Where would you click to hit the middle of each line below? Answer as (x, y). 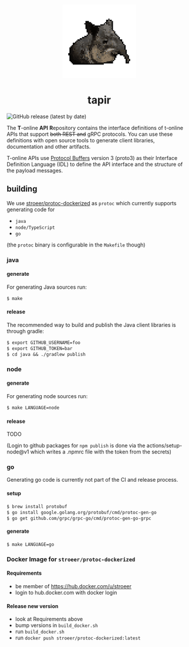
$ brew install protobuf (37, 506)
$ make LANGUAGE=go (31, 544)
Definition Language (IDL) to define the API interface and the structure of (95, 164)
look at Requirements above (49, 619)
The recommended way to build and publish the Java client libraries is (91, 325)
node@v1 (18, 452)
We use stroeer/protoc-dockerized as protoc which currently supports (92, 203)
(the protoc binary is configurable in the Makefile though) (76, 245)
